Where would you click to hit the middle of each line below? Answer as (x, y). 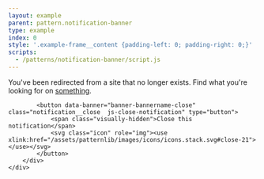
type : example (32, 30)
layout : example (35, 15)
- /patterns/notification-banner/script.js (88, 60)
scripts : (23, 52)
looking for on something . (50, 90)
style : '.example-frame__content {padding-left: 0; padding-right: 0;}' (130, 45)
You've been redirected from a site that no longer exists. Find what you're (128, 82)
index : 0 (23, 38)
